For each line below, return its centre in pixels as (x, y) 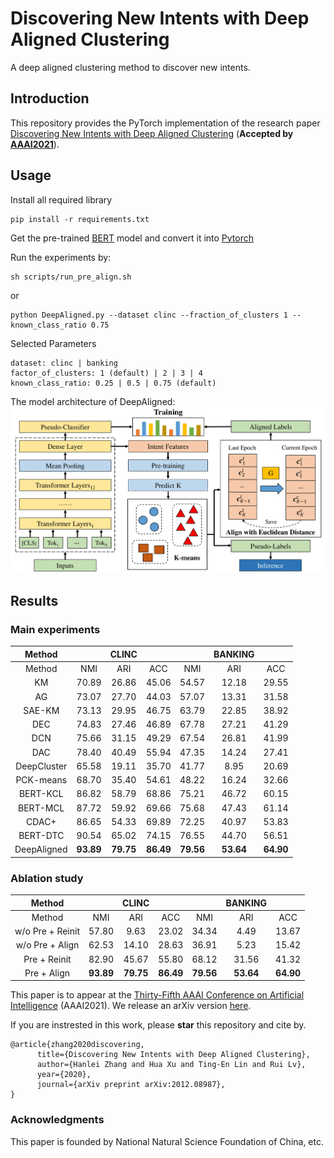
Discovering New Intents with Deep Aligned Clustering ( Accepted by (152, 133)
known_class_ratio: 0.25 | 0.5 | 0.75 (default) (113, 383)
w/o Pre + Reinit (47, 931)
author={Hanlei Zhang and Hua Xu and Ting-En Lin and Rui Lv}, (171, 1065)
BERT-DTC (41, 836)
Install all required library (61, 199)
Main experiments (55, 629)
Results (34, 600)
